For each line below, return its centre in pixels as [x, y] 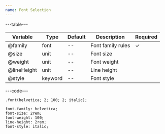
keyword [52, 78]
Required [146, 37]
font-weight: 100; [25, 118]
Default [76, 37]
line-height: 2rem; [26, 122]
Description [110, 37]
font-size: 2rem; [24, 113]
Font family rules [110, 45]
